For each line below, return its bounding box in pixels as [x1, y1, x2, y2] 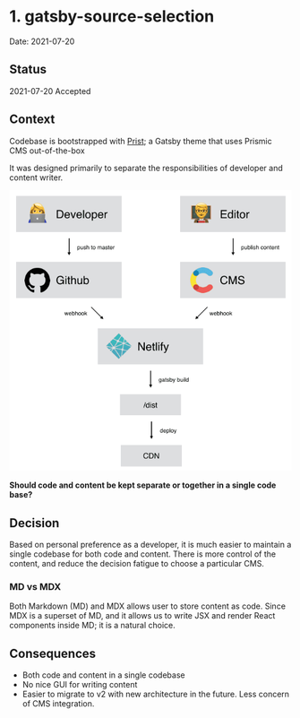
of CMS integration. [21, 698, 95, 709]
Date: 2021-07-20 [9, 36, 75, 47]
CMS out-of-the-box [9, 145, 85, 156]
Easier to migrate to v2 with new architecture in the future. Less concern [21, 688, 289, 700]
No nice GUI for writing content [21, 679, 138, 690]
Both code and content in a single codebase [21, 670, 185, 680]
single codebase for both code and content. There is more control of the [9, 549, 276, 559]
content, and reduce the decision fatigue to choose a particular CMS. [9, 558, 264, 569]
